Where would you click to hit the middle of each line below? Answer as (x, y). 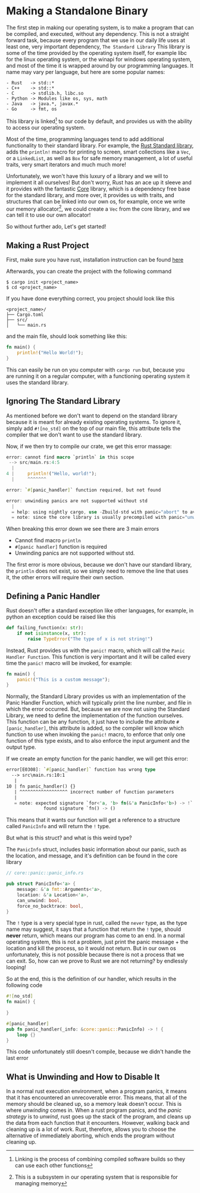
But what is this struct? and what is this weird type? (69, 838)
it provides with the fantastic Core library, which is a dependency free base (98, 189)
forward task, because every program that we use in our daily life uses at (96, 40)
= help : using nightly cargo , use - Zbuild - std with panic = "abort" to (99, 512)
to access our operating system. (46, 127)
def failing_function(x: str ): (45, 628)
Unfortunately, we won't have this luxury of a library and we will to (87, 176)
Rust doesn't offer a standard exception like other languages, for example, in (100, 611)
